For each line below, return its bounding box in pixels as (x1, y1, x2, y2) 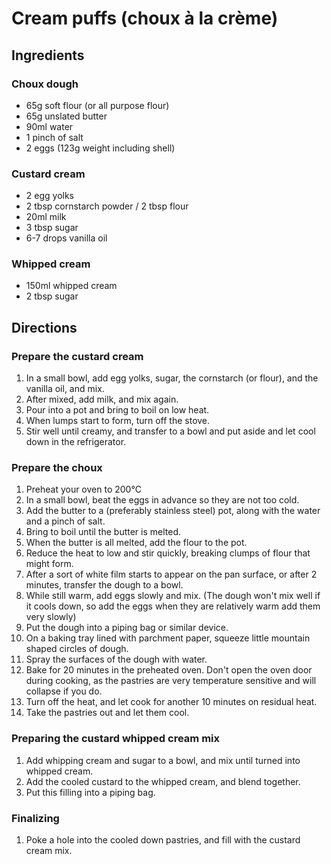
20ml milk (25, 211, 67, 223)
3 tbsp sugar (25, 222, 79, 234)
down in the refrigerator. (25, 436, 127, 448)
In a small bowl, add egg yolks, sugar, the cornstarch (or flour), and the (25, 372, 319, 384)
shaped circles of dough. (25, 643, 129, 655)
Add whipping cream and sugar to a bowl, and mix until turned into (25, 754, 301, 766)
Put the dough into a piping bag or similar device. (25, 622, 229, 634)
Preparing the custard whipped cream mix (11, 732, 220, 746)
